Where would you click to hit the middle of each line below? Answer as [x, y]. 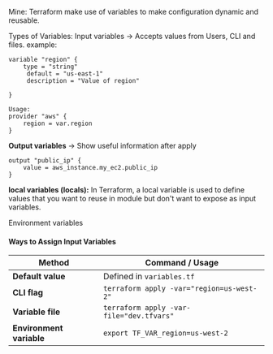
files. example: [33, 45]
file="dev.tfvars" [139, 316]
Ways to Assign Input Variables [62, 241]
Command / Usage [182, 263]
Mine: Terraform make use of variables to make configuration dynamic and [133, 12]
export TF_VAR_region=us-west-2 [166, 333]
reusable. [24, 20]
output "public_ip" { [45, 161]
